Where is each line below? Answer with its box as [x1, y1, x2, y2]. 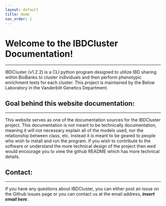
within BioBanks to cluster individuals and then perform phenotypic [5, 75, 142, 81]
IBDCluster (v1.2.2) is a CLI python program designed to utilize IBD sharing [5, 69, 157, 75]
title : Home [5, 12, 30, 17]
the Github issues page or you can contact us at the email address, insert [5, 191, 155, 197]
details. [5, 154, 20, 160]
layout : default [5, 7, 39, 12]
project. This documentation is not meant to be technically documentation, [5, 122, 157, 128]
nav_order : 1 [5, 16, 32, 21]
